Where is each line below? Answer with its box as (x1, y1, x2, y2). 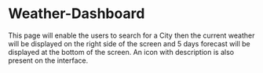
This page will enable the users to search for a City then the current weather (8, 31, 255, 40)
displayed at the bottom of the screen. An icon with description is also (8, 47, 234, 57)
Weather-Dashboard (8, 5, 145, 23)
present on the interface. (8, 56, 89, 65)
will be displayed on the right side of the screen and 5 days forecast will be (8, 38, 250, 48)
